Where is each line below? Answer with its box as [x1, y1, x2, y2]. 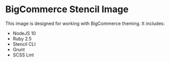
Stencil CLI [12, 41, 36, 47]
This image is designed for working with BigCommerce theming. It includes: [5, 20, 165, 26]
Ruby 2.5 [12, 36, 32, 42]
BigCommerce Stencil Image [5, 4, 129, 15]
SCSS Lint [12, 52, 34, 58]
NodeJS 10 [12, 30, 36, 36]
